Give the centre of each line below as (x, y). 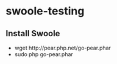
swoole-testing (45, 11)
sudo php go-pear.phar (44, 54)
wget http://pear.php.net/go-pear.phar (62, 48)
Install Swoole (33, 34)
